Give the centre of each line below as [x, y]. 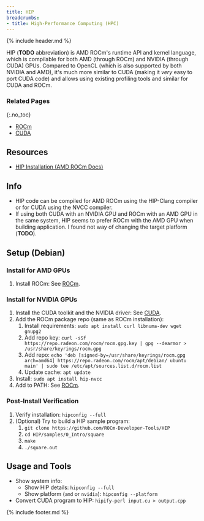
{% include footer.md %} [38, 512]
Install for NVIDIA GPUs [42, 299]
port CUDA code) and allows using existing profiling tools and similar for [97, 79]
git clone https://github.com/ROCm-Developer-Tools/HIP [97, 428]
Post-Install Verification [43, 401]
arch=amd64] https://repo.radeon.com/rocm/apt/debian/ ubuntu [105, 361]
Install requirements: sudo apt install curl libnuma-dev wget [103, 326]
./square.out [41, 447]
